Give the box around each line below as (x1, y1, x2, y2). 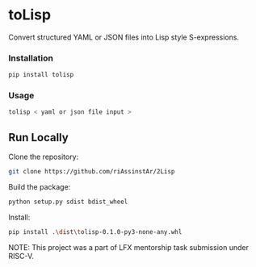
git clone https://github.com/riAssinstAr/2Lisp (8, 168, 175, 176)
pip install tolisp (8, 71, 74, 79)
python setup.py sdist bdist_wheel (8, 198, 128, 206)
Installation (8, 52, 54, 64)
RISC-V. (8, 251, 35, 261)
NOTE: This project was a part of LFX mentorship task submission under (8, 242, 249, 252)
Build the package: (8, 181, 71, 191)
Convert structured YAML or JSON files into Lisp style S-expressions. (8, 32, 240, 42)
